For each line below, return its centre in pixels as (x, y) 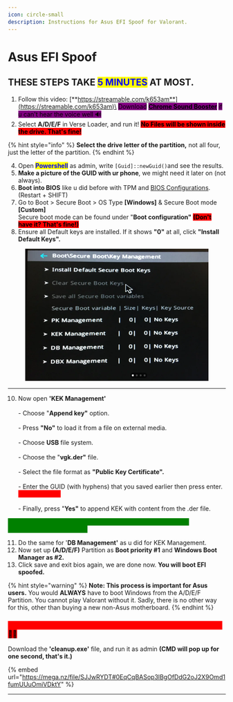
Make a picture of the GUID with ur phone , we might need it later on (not (122, 173)
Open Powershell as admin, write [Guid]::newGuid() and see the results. (121, 165)
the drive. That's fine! (50, 131)
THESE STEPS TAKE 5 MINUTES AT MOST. (101, 83)
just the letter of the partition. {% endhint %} (71, 152)
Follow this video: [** (48, 99)
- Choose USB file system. (56, 442)
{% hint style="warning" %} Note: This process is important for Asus (108, 585)
